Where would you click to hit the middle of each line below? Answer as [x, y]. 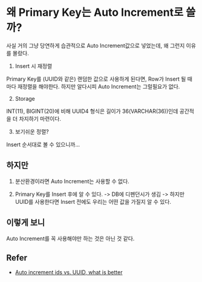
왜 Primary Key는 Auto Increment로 [95, 12]
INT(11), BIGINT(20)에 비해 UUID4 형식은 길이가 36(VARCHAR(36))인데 [92, 111]
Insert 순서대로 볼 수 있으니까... [43, 144]
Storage [25, 98]
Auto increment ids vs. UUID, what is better [69, 272]
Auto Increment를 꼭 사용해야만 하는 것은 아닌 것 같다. [70, 238]
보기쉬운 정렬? [32, 132]
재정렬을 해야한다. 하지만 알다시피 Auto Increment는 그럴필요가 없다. [99, 86]
